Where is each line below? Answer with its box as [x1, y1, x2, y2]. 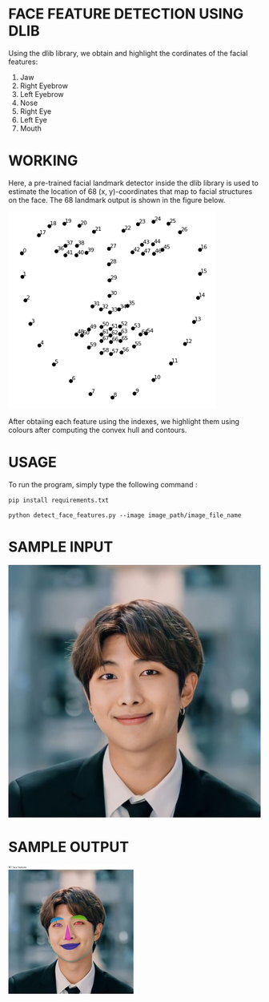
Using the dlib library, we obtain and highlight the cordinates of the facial [8, 48, 248, 58]
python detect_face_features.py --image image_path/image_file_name [8, 511, 242, 519]
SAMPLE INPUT [8, 538, 114, 556]
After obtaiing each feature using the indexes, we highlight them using [8, 416, 240, 426]
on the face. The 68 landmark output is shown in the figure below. [8, 195, 226, 204]
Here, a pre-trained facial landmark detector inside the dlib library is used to [8, 178, 259, 188]
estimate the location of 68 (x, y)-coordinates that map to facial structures [8, 186, 253, 196]
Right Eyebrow [19, 81, 68, 91]
